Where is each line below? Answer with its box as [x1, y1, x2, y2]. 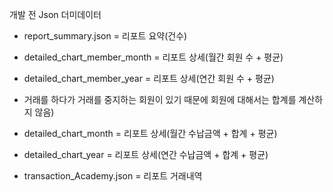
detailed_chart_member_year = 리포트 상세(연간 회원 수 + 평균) [23, 73, 275, 84]
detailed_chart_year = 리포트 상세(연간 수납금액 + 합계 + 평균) [23, 149, 269, 160]
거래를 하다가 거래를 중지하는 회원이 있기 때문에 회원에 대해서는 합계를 [23, 94, 297, 105]
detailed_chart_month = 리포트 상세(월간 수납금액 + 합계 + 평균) [23, 128, 278, 139]
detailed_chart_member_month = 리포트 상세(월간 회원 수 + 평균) [23, 51, 284, 63]
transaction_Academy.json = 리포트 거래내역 [23, 170, 203, 182]
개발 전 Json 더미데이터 [9, 9, 102, 20]
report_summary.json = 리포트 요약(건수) [23, 30, 188, 42]
